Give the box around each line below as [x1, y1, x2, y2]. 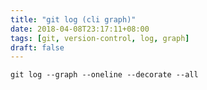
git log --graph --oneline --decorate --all [10, 70, 199, 80]
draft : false [10, 42, 65, 53]
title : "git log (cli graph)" [10, 14, 137, 25]
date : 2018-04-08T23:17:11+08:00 [10, 24, 150, 34]
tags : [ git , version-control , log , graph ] [10, 33, 190, 43]
